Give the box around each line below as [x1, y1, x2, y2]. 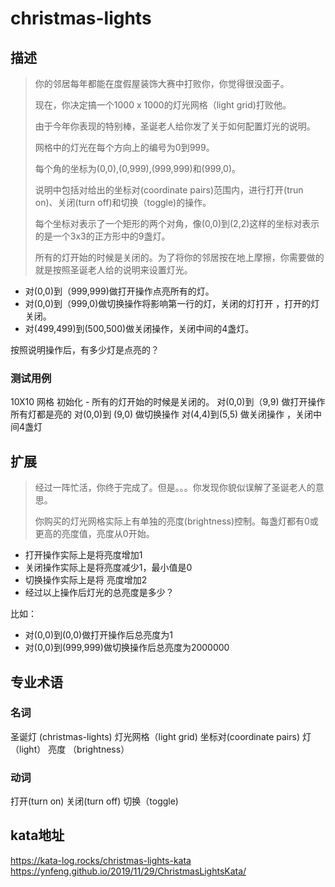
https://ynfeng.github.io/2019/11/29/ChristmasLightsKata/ [10, 865, 247, 877]
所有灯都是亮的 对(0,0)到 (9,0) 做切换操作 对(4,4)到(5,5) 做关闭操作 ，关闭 [10, 408, 314, 421]
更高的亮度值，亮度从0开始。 [34, 528, 155, 540]
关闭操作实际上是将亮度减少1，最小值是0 [24, 562, 193, 574]
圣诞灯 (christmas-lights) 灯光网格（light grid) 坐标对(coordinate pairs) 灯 [10, 730, 312, 742]
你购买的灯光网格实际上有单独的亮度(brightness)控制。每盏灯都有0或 [34, 515, 319, 527]
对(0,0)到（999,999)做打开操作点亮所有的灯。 [24, 285, 215, 297]
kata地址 [10, 827, 65, 844]
